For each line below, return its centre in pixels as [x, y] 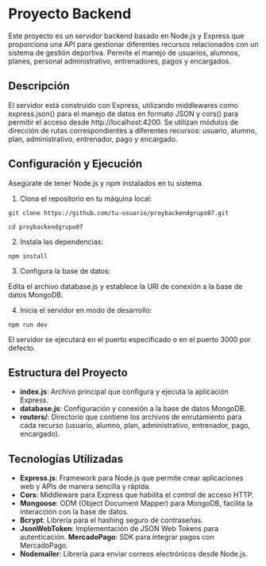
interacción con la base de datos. [74, 512]
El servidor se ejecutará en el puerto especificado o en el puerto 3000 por [130, 339]
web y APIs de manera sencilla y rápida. [85, 487]
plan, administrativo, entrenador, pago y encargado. [93, 139]
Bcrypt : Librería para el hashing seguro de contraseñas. [112, 520]
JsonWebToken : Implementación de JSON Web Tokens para [119, 529]
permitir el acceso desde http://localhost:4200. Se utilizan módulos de [123, 122]
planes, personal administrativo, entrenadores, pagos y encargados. [120, 61]
